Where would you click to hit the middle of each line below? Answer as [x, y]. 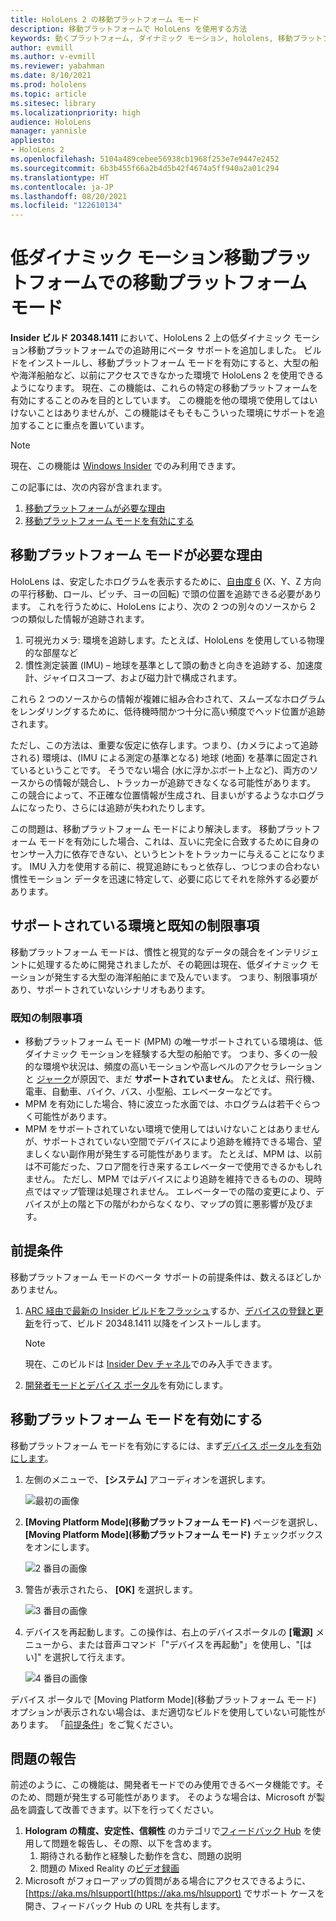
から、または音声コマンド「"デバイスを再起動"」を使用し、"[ [177, 1644]
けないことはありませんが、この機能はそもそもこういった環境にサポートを [163, 413]
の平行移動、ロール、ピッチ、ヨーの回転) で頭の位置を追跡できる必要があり [166, 593]
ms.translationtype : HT [60, 177]
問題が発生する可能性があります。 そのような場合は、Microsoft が [180, 1797]
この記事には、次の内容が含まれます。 [89, 487]
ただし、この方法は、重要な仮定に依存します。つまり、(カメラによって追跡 [164, 745]
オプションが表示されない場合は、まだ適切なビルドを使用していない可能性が [168, 1712]
